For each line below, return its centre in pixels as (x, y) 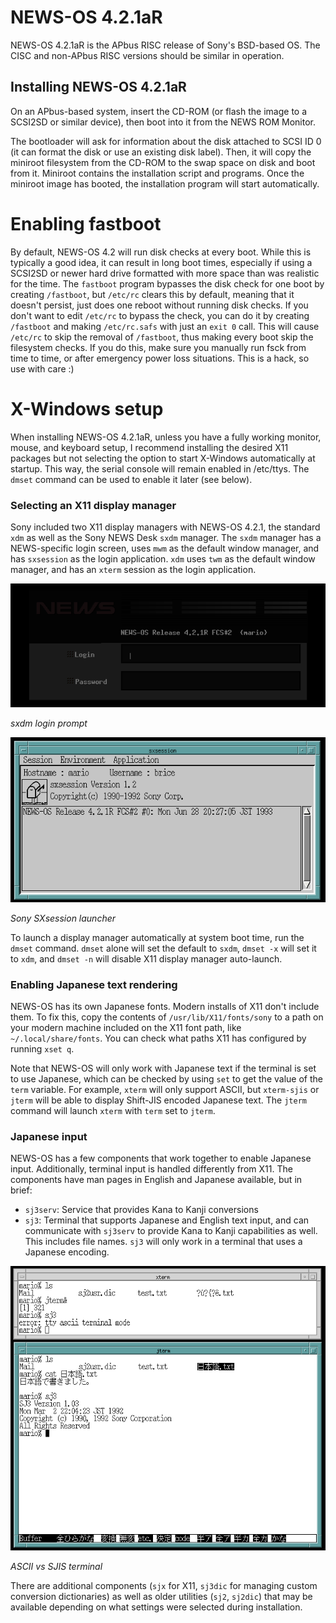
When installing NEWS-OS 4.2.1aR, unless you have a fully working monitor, (166, 437)
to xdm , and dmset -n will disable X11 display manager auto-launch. (146, 958)
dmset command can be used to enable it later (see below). (131, 479)
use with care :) (42, 368)
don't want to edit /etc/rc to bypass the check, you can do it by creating (160, 315)
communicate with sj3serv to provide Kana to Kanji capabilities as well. (171, 1231)
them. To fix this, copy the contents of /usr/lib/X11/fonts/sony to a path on (167, 1017)
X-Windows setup (87, 408)
